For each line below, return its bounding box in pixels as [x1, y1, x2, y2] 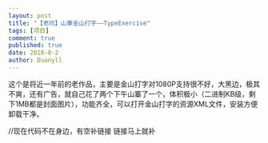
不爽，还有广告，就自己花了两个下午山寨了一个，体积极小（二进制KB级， [8, 89, 250, 98]
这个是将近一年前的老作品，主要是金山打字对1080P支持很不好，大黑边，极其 [8, 79, 260, 89]
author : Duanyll [8, 57, 62, 65]
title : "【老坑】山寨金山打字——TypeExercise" [8, 19, 150, 27]
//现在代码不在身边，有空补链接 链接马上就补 [8, 125, 156, 136]
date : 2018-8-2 [8, 49, 59, 57]
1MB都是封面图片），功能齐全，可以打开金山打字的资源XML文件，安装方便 [14, 99, 258, 109]
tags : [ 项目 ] [8, 26, 50, 34]
